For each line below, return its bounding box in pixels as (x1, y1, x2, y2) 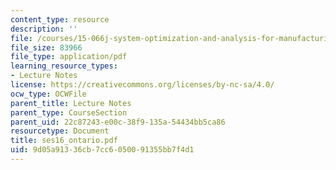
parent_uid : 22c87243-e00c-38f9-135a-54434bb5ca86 (10, 117, 226, 127)
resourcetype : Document (10, 126, 110, 136)
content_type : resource (10, 14, 110, 25)
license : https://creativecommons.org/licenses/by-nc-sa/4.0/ (10, 80, 275, 90)
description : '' (10, 24, 78, 34)
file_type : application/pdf (10, 52, 128, 62)
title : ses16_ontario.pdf (10, 136, 118, 146)
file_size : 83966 (10, 42, 83, 53)
